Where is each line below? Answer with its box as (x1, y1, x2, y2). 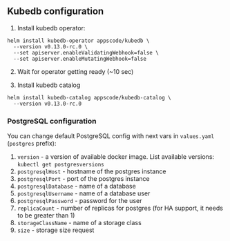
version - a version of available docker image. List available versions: (17, 153, 215, 161)
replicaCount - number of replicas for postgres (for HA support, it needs (17, 204, 223, 213)
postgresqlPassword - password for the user (17, 197, 142, 205)
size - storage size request (17, 226, 95, 234)
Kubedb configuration (7, 6, 104, 17)
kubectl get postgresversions (17, 162, 105, 168)
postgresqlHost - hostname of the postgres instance (17, 167, 166, 175)
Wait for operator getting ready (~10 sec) (17, 67, 134, 75)
